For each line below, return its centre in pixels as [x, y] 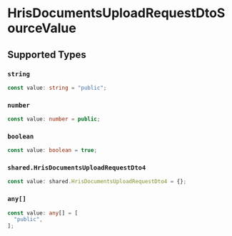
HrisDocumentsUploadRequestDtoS [116, 13]
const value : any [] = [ [43, 213]
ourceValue [42, 28]
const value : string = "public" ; [57, 88]
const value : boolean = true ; [52, 150]
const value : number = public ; [54, 119]
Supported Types [47, 55]
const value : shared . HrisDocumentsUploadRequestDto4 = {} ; [97, 182]
